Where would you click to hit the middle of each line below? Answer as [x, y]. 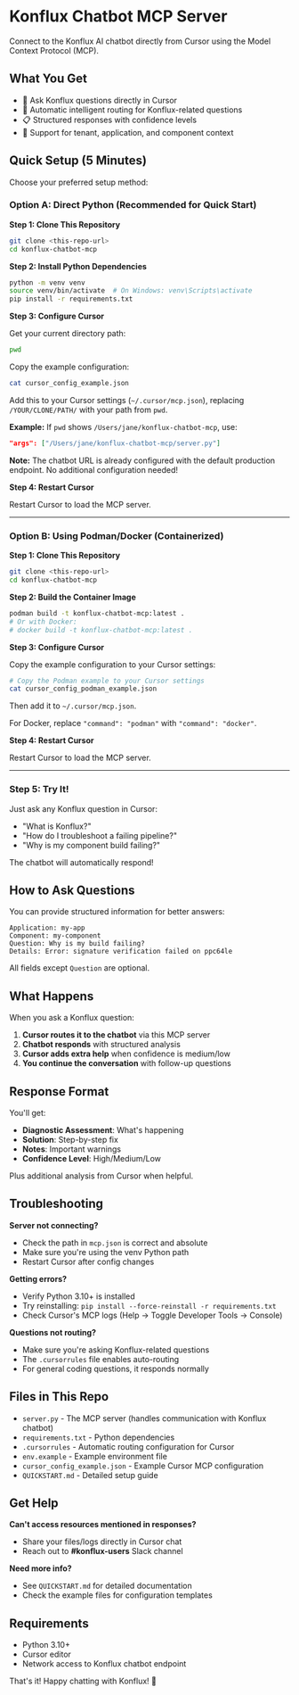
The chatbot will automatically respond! [81, 862]
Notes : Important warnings [72, 1149]
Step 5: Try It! [39, 790]
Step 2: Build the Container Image [73, 597]
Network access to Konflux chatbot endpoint [104, 1664]
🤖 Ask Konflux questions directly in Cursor [100, 100]
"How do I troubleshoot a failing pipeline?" [100, 835]
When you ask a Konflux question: [72, 1018]
